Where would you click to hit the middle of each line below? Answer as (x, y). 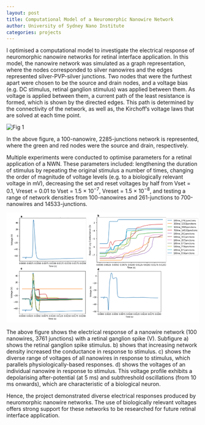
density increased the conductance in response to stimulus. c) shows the (99, 351)
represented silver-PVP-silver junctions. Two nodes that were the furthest (99, 76)
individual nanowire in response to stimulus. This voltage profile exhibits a (99, 371)
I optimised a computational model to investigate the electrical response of (100, 50)
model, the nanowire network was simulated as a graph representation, (96, 64)
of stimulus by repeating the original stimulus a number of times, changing (100, 171)
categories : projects (34, 32)
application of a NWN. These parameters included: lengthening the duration (102, 164)
